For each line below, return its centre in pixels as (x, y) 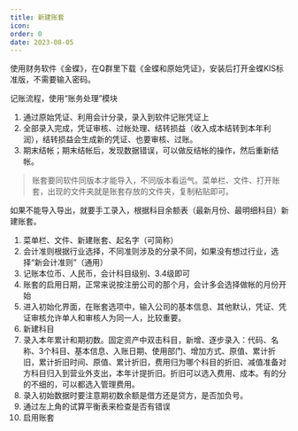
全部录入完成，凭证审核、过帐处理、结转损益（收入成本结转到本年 (143, 129)
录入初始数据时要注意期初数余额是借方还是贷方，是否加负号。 (135, 396)
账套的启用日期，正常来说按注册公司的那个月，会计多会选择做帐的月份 (151, 285)
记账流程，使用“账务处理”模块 (64, 98)
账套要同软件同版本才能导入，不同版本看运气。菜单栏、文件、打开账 (156, 180)
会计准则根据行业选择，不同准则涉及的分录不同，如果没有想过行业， (147, 251)
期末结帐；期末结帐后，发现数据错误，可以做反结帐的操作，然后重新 (147, 151)
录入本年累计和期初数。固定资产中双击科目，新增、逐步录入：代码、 (147, 340)
